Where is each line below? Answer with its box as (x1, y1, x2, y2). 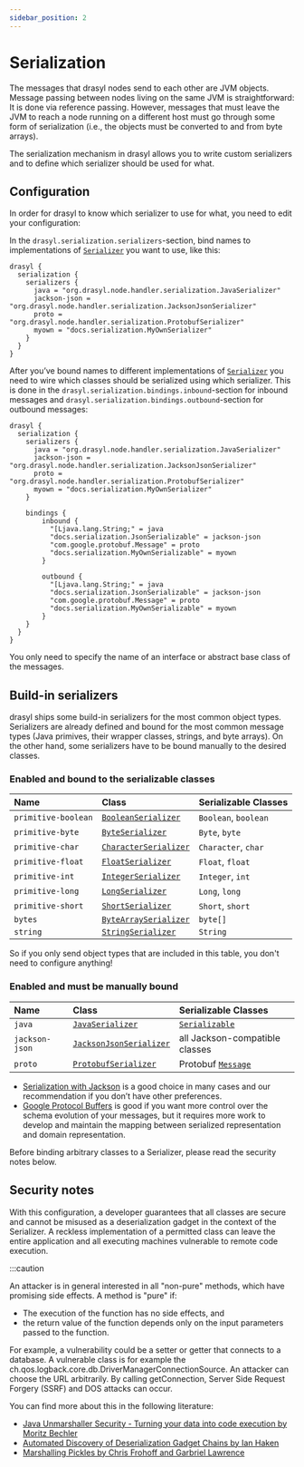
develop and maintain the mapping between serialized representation (22, 1119, 281, 1130)
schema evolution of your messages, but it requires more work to (22, 1110, 266, 1121)
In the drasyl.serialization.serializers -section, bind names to (9, 235, 252, 246)
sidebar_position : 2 (9, 13, 88, 23)
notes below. (9, 1156, 57, 1167)
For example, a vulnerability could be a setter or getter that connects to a (9, 1344, 281, 1355)
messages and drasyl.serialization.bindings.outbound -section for (9, 394, 264, 405)
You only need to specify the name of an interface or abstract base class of (9, 652, 291, 663)
